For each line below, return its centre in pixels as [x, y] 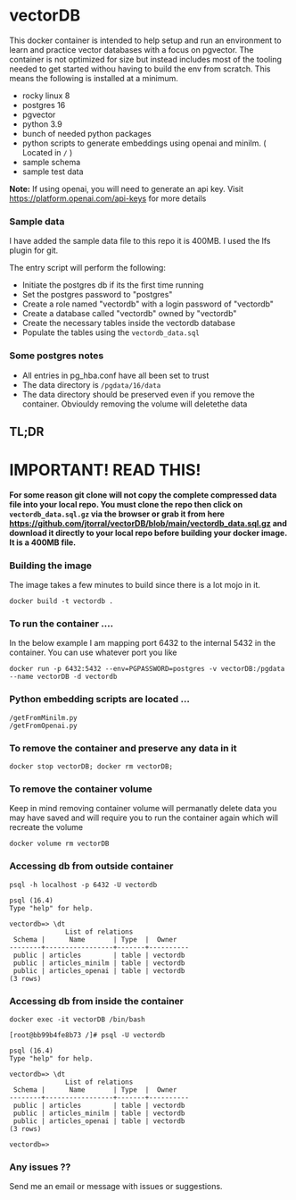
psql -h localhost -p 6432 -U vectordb [83, 885]
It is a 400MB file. [43, 542]
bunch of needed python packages [86, 133]
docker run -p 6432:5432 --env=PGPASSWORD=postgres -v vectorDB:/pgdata [147, 669]
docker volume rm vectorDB [59, 844]
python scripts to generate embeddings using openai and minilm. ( [144, 143]
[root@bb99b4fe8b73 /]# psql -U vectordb [87, 1035]
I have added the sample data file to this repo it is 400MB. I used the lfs [140, 241]
